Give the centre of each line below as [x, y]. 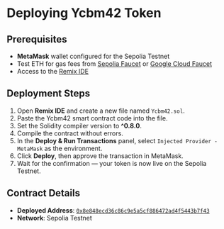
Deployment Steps [48, 94]
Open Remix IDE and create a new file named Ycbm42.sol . [101, 111]
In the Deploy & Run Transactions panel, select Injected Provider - [117, 140]
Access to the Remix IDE [53, 71]
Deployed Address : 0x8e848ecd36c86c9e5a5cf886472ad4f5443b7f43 [113, 210]
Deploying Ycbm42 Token [84, 13]
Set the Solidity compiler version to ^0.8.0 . [79, 125]
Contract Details [44, 193]
